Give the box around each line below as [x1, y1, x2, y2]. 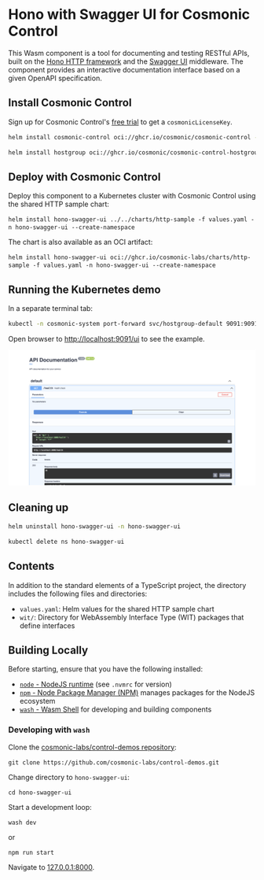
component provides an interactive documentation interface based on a [8, 65, 240, 74]
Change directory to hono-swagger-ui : [8, 772, 130, 782]
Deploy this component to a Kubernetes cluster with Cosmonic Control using [8, 191, 256, 201]
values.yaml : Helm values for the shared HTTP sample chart [19, 604, 214, 613]
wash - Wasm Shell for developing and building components [19, 704, 212, 714]
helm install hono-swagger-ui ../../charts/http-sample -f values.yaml [8, 216, 247, 224]
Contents [8, 560, 55, 573]
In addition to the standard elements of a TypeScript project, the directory [8, 580, 247, 590]
